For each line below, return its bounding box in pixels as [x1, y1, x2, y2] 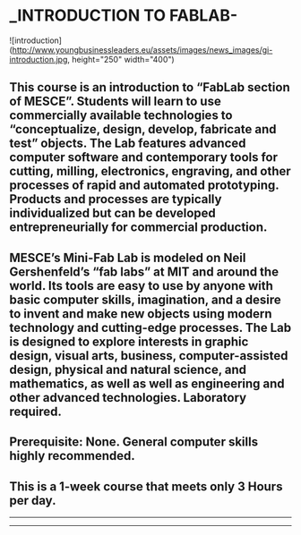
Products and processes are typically [9, 191, 222, 207]
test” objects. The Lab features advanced [9, 136, 246, 151]
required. [9, 403, 63, 419]
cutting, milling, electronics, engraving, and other [9, 164, 291, 179]
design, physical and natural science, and [9, 361, 247, 377]
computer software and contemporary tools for [9, 149, 279, 166]
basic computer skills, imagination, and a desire [9, 292, 282, 307]
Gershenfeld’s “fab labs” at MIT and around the [9, 264, 279, 279]
